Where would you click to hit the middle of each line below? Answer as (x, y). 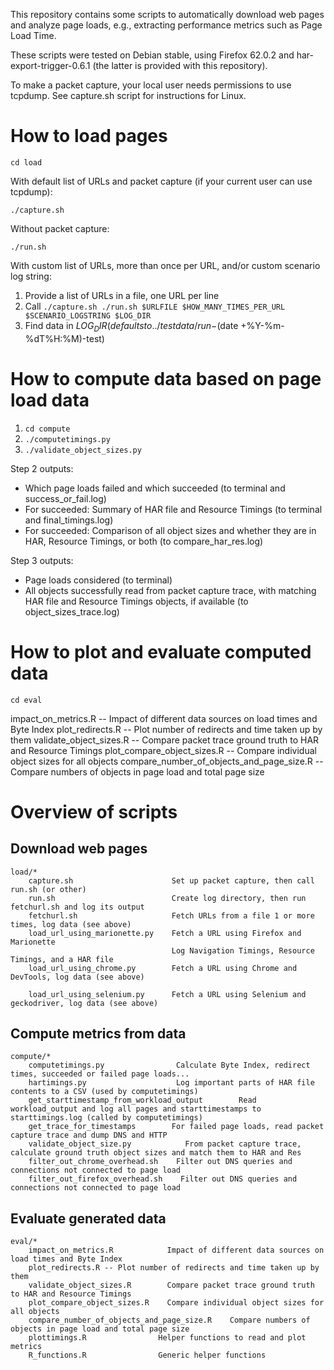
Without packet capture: (60, 228)
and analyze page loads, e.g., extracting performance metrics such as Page (166, 25)
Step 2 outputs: (42, 468)
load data (50, 400)
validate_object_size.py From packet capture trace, (165, 1144)
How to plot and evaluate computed (161, 651)
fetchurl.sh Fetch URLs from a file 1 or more (171, 915)
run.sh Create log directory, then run (167, 898)
